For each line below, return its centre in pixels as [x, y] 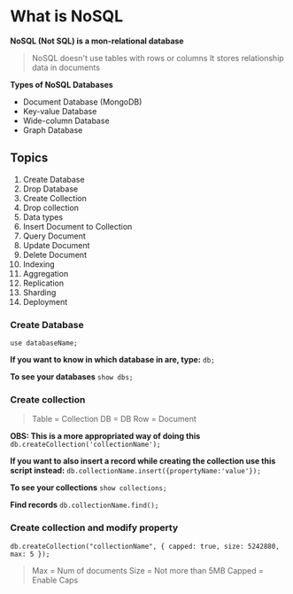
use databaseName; [44, 343]
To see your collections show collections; [89, 488]
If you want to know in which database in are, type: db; [112, 360]
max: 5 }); [30, 554]
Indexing [39, 264]
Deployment [45, 301]
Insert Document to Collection [77, 226]
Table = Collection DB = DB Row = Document [114, 419]
